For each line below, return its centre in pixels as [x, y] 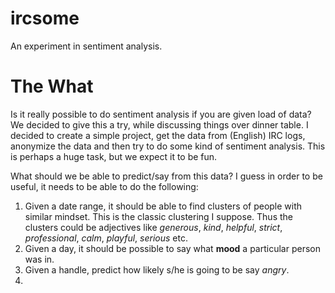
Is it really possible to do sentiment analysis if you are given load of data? [161, 114]
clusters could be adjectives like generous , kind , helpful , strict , [153, 227]
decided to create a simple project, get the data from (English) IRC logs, [158, 135]
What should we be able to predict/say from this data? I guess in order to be [166, 176]
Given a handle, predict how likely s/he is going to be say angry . [157, 269]
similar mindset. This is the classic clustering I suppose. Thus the [158, 216]
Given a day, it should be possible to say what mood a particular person [172, 248]
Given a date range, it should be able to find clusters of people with [163, 206]
